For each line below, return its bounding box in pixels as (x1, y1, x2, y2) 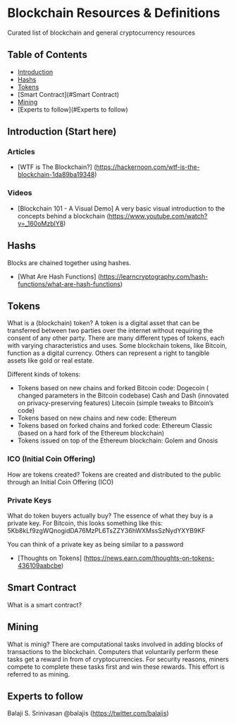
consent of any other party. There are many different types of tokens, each (7, 334, 225, 342)
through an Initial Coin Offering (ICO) (7, 477, 114, 486)
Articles (7, 147, 35, 157)
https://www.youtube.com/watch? (108, 211, 208, 220)
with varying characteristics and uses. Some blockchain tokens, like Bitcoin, (7, 341, 228, 350)
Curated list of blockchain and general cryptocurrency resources (7, 28, 196, 37)
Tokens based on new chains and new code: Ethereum (17, 414, 177, 422)
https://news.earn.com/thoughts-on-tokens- (85, 554, 215, 562)
